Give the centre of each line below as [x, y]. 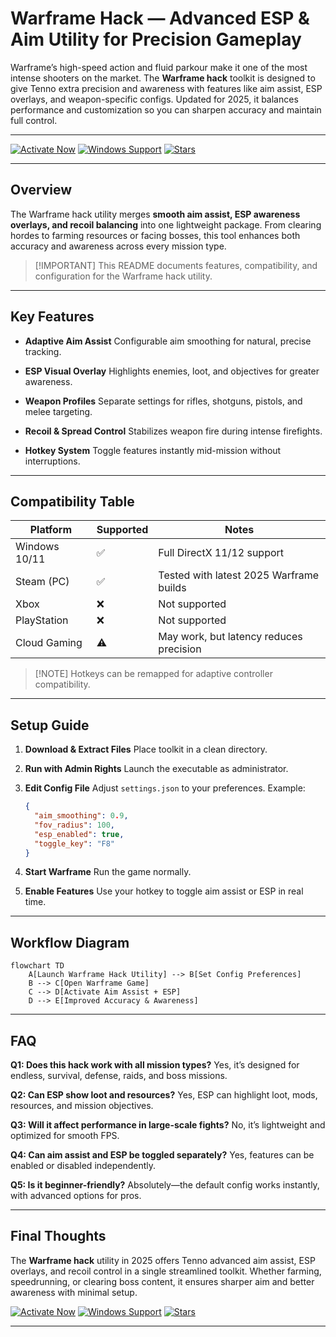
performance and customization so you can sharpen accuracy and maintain [166, 109]
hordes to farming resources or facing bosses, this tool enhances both [155, 235]
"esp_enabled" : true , [79, 834]
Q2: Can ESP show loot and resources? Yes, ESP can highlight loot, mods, [164, 1095]
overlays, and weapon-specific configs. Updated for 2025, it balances [154, 99]
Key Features [52, 317]
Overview [41, 190]
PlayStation [42, 620]
